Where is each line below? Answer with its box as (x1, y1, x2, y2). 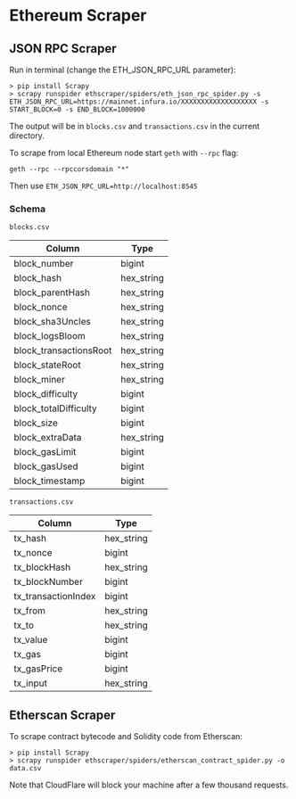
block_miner (13, 374, 65, 386)
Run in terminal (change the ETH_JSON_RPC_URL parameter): (9, 64, 236, 75)
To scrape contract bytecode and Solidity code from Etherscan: (9, 731, 243, 742)
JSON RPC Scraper (9, 41, 117, 56)
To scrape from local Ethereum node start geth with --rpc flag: (9, 148, 239, 158)
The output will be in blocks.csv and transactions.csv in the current (9, 121, 260, 131)
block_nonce (13, 301, 68, 313)
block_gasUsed (13, 460, 78, 473)
